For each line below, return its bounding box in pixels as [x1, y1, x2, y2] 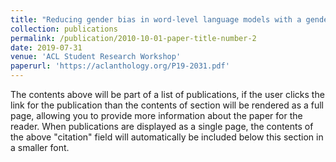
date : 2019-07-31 [10, 42, 83, 53]
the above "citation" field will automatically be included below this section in [10, 131, 324, 143]
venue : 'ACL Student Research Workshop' [10, 52, 182, 62]
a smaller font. [10, 142, 70, 153]
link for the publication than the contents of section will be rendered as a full [10, 99, 324, 111]
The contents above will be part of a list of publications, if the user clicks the [10, 89, 325, 100]
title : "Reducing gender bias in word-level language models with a [10, 14, 302, 25]
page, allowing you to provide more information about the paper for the [10, 110, 303, 121]
